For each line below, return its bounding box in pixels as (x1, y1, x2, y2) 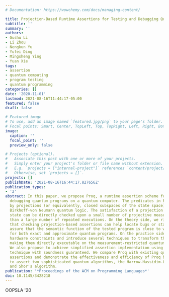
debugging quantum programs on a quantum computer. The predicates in (10, 198, 161, 204)
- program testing (5, 78, 44, 83)
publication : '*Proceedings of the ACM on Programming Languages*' (5, 269, 150, 274)
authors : (5, 31, 24, 36)
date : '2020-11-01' (5, 91, 46, 96)
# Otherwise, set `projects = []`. (5, 170, 84, 175)
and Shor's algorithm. (10, 264, 57, 269)
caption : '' (10, 133, 35, 138)
